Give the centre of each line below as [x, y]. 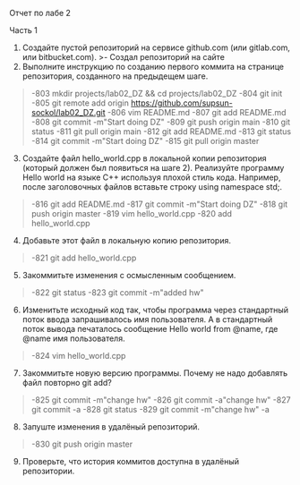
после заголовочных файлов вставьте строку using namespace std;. [152, 187]
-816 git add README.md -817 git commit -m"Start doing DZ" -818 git [159, 204]
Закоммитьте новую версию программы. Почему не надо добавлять [155, 373]
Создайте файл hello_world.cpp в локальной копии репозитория [144, 158]
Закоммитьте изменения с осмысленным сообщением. [129, 275]
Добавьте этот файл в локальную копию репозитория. [126, 240]
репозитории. [48, 471]
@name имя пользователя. [73, 338]
